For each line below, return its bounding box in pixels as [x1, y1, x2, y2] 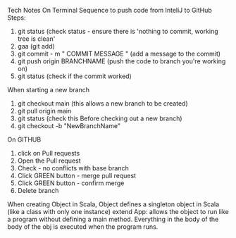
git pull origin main [17, 107, 72, 115]
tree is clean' [17, 35, 56, 43]
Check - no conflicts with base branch [17, 164, 129, 172]
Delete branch [17, 187, 59, 194]
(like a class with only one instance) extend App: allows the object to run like [7, 208, 229, 215]
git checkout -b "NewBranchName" [17, 122, 121, 130]
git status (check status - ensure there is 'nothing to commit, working [17, 27, 218, 35]
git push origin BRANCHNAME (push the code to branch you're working [17, 57, 226, 65]
